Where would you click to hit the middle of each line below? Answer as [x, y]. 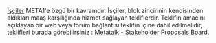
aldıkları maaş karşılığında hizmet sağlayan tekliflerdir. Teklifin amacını [106, 18]
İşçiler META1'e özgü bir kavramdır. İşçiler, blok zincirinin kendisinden [105, 11]
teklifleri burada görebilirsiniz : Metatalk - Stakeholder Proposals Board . [108, 32]
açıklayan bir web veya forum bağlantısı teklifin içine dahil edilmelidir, [105, 25]
